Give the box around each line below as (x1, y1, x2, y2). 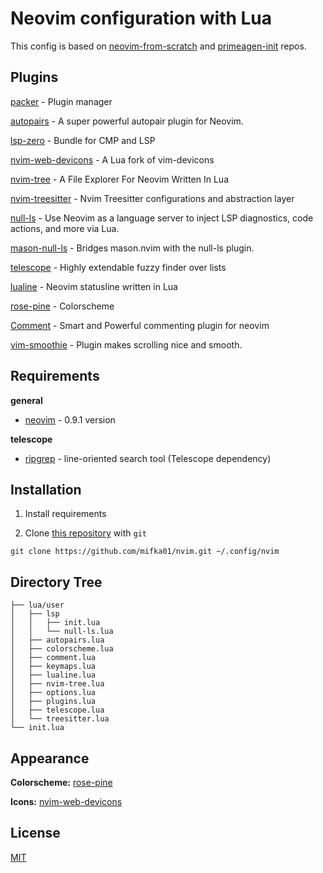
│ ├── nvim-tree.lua (10, 679, 105, 689)
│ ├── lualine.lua (10, 670, 97, 681)
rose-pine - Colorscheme (10, 300, 115, 312)
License (10, 825, 61, 842)
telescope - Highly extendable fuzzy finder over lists (10, 261, 227, 273)
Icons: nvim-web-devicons (10, 796, 123, 807)
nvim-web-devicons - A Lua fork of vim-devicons (10, 153, 215, 166)
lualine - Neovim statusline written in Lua (10, 280, 178, 292)
